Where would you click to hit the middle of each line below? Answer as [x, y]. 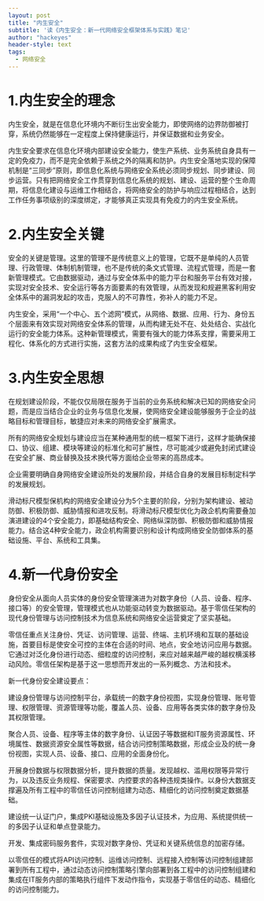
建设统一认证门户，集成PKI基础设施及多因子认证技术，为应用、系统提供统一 [131, 816]
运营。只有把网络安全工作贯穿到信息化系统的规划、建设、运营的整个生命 [132, 180]
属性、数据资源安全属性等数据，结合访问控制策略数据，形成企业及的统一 [132, 744]
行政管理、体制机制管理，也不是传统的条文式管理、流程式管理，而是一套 [139, 268]
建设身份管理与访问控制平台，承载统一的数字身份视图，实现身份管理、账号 [128, 697]
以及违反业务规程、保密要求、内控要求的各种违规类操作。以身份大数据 [135, 780]
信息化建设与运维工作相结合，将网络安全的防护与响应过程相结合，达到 [142, 190]
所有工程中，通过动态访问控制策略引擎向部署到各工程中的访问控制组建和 [139, 870]
